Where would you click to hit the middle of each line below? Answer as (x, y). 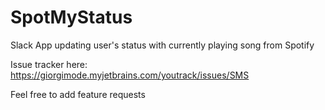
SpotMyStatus (71, 17)
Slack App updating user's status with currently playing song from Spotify (162, 45)
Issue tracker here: (49, 64)
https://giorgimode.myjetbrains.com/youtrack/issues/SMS (130, 75)
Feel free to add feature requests (78, 94)
